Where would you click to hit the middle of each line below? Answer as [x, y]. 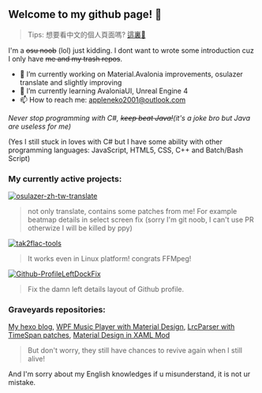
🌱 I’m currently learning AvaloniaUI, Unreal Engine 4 [103, 91]
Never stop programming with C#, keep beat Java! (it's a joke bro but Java [129, 118]
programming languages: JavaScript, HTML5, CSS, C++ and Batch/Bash [125, 150]
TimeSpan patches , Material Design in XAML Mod [89, 335]
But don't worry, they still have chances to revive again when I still [135, 350]
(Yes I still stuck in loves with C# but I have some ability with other [115, 141]
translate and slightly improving [71, 82]
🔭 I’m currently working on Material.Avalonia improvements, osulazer [131, 74]
